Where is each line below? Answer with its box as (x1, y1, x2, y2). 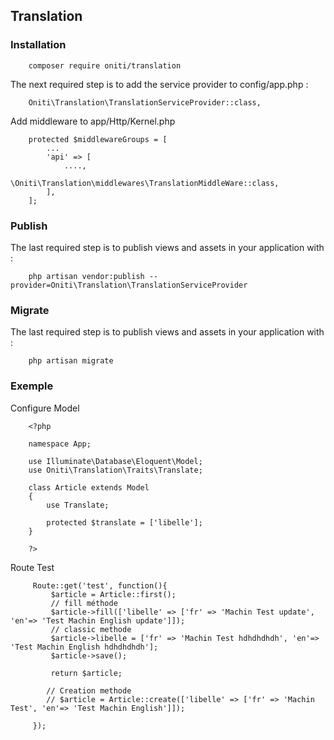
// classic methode (50, 624, 132, 634)
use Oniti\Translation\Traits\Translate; (28, 465, 203, 475)
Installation (10, 38, 67, 52)
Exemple (10, 379, 54, 393)
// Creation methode (46, 685, 132, 696)
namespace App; (28, 439, 92, 449)
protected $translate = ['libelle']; (46, 517, 203, 528)
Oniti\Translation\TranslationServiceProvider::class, (28, 97, 262, 108)
